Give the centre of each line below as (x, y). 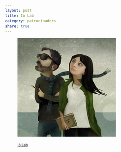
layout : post (18, 10)
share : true (17, 26)
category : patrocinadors (30, 21)
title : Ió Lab (20, 16)
